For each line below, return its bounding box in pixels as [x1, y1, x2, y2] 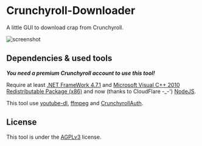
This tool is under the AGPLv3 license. [6, 133, 102, 141]
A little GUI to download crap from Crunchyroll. [6, 24, 124, 31]
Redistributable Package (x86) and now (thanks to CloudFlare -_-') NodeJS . [6, 88, 197, 95]
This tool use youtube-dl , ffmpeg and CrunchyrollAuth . [6, 99, 144, 106]
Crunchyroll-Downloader [6, 4, 136, 18]
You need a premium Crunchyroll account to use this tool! [6, 69, 155, 77]
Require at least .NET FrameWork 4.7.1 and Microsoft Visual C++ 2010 [6, 81, 181, 88]
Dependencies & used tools [6, 53, 113, 64]
